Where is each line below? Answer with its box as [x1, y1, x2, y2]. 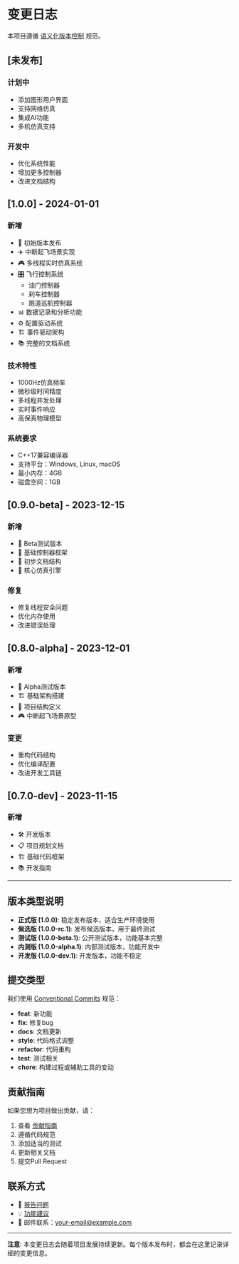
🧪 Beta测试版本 [17, 539, 63, 547]
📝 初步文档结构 [17, 557, 62, 565]
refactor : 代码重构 [17, 1045, 71, 1053]
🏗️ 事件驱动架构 [17, 328, 65, 336]
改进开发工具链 [17, 769, 62, 777]
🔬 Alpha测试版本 [17, 682, 66, 691]
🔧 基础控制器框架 [17, 547, 68, 557]
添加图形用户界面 [17, 95, 68, 103]
